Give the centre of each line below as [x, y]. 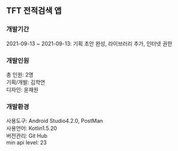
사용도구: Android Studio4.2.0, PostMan [55, 121]
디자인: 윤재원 [23, 89]
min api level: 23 [26, 143]
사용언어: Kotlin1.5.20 [32, 128]
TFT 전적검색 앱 [34, 11]
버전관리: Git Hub [27, 136]
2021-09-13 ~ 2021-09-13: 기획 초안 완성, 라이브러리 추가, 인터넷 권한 [89, 43]
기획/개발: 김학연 [26, 82]
